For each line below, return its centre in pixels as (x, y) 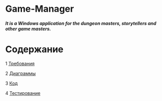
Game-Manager (40, 9)
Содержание (34, 49)
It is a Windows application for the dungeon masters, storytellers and (81, 23)
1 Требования (20, 63)
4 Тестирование (23, 93)
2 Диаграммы (20, 73)
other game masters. (28, 29)
